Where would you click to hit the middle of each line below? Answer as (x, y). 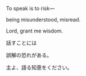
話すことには (21, 43)
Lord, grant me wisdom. (35, 31)
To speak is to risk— (31, 8)
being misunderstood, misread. (43, 19)
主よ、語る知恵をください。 (39, 67)
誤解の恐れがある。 (29, 55)
